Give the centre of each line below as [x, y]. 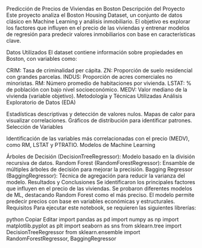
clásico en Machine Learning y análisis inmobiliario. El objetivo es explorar [98, 21]
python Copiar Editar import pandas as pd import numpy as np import [93, 219]
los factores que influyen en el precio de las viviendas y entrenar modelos [98, 28]
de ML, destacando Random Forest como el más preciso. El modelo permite [100, 195]
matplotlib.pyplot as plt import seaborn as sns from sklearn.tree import [94, 226]
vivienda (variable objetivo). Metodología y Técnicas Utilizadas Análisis [94, 96]
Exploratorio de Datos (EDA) [41, 102]
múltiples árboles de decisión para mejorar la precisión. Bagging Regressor [99, 169]
